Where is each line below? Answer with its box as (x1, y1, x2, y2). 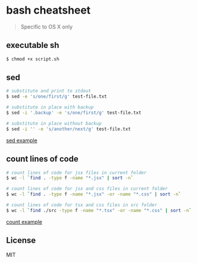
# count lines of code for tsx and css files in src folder (6, 202, 158, 208)
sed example (6, 137, 37, 144)
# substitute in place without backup (6, 120, 102, 126)
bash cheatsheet (6, 4, 91, 17)
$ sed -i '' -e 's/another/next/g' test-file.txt (6, 126, 131, 132)
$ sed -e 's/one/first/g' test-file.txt (6, 94, 108, 100)
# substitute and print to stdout (6, 88, 92, 94)
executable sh (6, 40, 60, 50)
